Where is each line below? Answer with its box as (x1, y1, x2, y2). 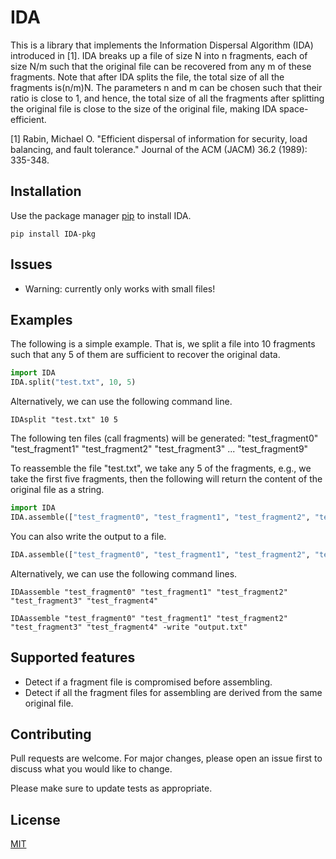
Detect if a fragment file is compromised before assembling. (24, 676, 273, 688)
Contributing (10, 726, 92, 743)
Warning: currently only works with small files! (24, 282, 216, 295)
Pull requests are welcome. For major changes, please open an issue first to (10, 752, 323, 765)
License (10, 811, 61, 828)
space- (278, 102, 309, 115)
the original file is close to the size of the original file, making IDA (10, 102, 278, 115)
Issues (10, 256, 53, 273)
